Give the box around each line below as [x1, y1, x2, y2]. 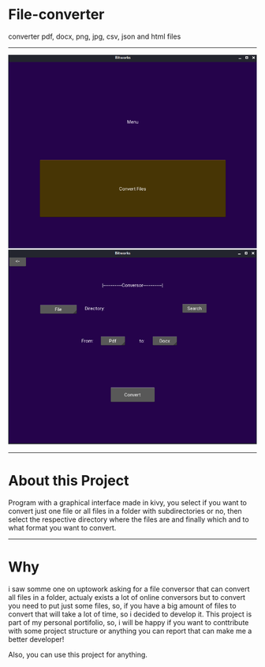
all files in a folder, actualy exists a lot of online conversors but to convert [8, 592, 246, 601]
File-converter [8, 6, 105, 24]
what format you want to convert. [8, 523, 117, 532]
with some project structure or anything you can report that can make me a [8, 626, 252, 635]
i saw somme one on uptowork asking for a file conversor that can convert [8, 584, 250, 594]
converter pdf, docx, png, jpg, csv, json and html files [8, 32, 181, 41]
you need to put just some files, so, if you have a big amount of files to [8, 601, 237, 610]
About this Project [8, 472, 129, 490]
